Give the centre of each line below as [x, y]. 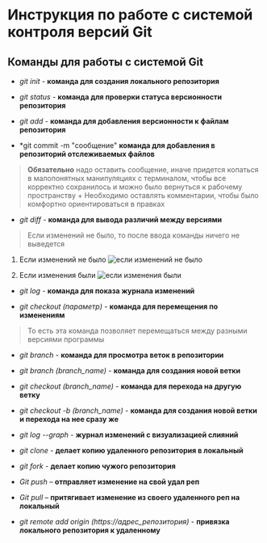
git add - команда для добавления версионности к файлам [124, 121]
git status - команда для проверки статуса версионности [121, 97]
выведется [46, 244]
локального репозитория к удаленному [90, 530]
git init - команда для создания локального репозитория [119, 81]
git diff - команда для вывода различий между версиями [121, 219]
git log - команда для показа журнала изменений [107, 291]
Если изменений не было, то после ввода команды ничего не [133, 235]
